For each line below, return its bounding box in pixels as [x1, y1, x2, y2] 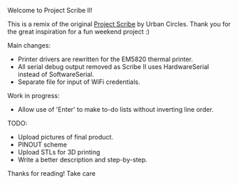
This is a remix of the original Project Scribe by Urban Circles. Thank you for [7, 20, 232, 28]
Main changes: [7, 41, 51, 49]
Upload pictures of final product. [17, 133, 114, 141]
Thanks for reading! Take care [7, 169, 96, 177]
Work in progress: [7, 92, 60, 100]
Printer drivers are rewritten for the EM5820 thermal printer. [17, 55, 194, 63]
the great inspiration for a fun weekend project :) [7, 28, 150, 36]
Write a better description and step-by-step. [17, 156, 148, 164]
